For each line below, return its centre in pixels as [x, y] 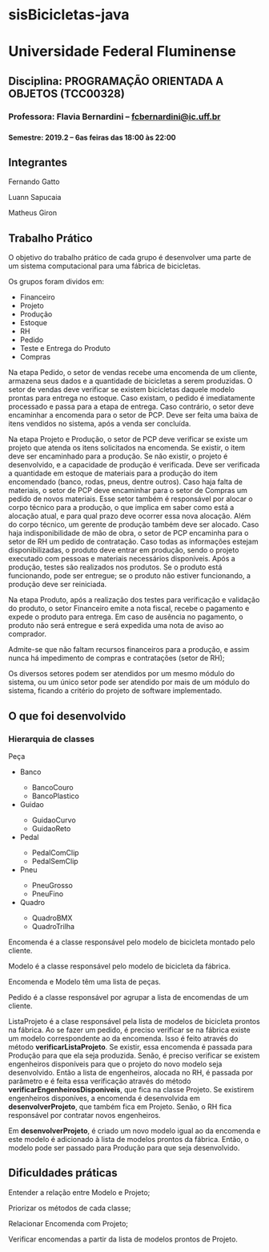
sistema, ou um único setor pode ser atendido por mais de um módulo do [129, 682]
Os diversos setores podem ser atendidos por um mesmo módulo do [121, 674]
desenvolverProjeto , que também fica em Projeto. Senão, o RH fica [120, 1107]
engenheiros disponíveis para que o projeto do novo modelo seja [115, 1064]
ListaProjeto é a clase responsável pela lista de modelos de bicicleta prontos [134, 1021]
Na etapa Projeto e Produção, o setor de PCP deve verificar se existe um [128, 439]
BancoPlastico [56, 796]
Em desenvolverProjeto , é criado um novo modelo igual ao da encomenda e [134, 1131]
